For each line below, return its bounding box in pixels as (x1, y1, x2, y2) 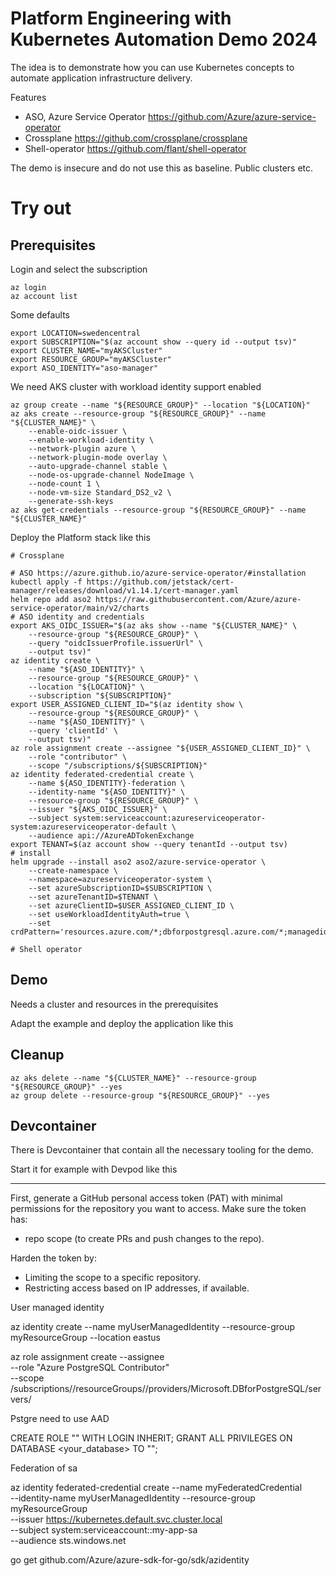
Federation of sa (10, 1462, 78, 1474)
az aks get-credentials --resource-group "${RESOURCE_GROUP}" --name (10, 505, 307, 515)
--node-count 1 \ (28, 478, 101, 489)
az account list (10, 291, 78, 301)
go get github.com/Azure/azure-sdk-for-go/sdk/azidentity (10, 1554, 250, 1566)
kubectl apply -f (10, 577, 83, 587)
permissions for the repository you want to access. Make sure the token (10, 1203, 307, 1215)
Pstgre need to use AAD (10, 1413, 110, 1425)
